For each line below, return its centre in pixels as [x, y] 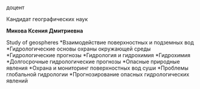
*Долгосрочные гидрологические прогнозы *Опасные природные [93, 62]
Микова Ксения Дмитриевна [45, 31]
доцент [15, 8]
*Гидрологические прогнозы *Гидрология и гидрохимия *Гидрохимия [98, 55]
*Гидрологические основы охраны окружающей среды [79, 49]
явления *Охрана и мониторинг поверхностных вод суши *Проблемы [98, 68]
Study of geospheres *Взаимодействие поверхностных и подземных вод [100, 42]
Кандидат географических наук [47, 19]
